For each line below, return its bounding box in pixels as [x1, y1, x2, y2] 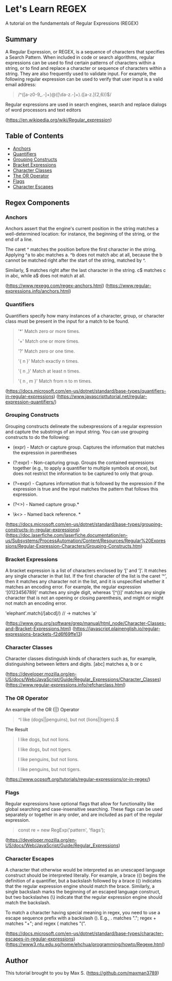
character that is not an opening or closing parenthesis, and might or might [5, 595, 164, 601]
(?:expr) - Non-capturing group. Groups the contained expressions [12, 459, 154, 466]
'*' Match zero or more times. [17, 328, 81, 334]
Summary [5, 35, 37, 44]
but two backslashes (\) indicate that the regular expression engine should [5, 894, 163, 900]
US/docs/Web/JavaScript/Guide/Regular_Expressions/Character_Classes [5, 676, 160, 682]
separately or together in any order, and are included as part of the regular [5, 811, 163, 818]
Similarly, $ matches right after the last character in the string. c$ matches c [5, 267, 166, 273]
